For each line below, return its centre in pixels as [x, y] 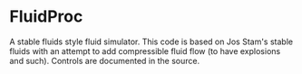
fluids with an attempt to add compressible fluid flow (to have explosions [145, 51]
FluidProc [46, 17]
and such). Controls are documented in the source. [105, 60]
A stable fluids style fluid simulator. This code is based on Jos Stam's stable [151, 42]
